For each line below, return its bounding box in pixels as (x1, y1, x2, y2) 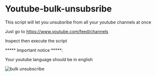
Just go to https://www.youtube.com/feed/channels (5, 28, 109, 34)
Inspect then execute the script (5, 38, 67, 44)
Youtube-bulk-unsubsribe (5, 3, 112, 14)
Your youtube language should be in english (5, 56, 93, 62)
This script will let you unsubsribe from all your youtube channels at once (5, 19, 152, 25)
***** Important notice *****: (5, 47, 63, 53)
